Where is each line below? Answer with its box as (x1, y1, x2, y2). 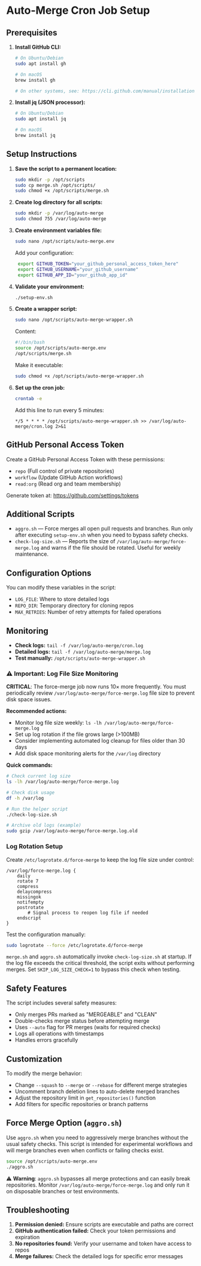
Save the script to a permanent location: (14, 165, 117, 172)
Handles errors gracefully (14, 1036, 78, 1044)
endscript (17, 915, 42, 921)
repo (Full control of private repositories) (14, 467, 115, 475)
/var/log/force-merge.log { (6, 868, 77, 874)
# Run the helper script (6, 806, 68, 812)
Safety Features (6, 983, 67, 993)
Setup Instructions (6, 149, 77, 159)
